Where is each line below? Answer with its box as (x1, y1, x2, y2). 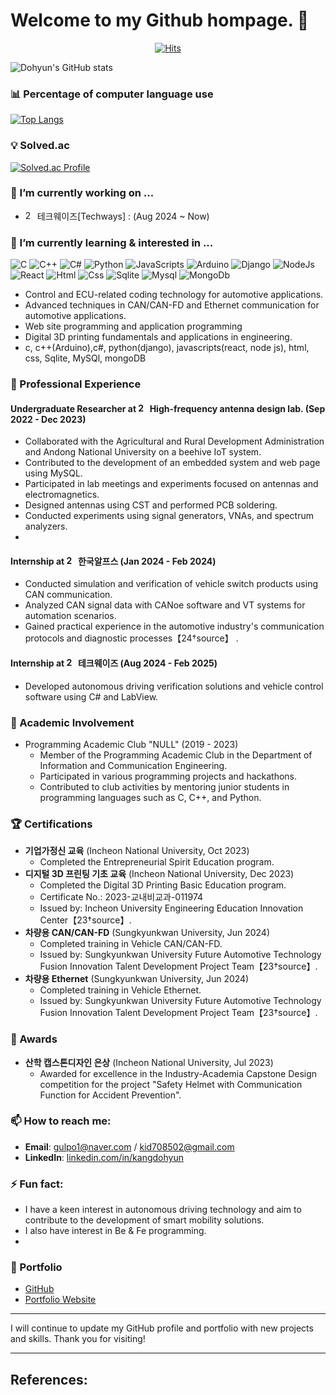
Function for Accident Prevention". (39, 1089, 182, 1101)
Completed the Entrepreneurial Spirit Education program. (39, 856, 275, 868)
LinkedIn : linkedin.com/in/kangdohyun (24, 1151, 184, 1163)
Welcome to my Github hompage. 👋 (10, 9, 310, 32)
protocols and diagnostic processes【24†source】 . (24, 632, 239, 644)
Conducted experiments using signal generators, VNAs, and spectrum (24, 510, 314, 522)
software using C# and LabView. (24, 690, 159, 703)
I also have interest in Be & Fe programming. (24, 1225, 207, 1237)
